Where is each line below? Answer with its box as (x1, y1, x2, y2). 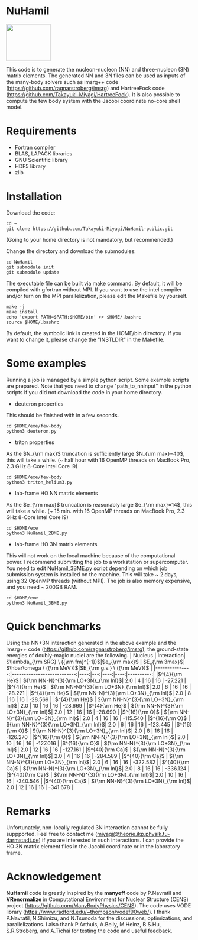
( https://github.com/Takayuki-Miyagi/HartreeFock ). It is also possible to (6, 90, 180, 98)
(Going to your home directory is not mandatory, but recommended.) (6, 236, 173, 243)
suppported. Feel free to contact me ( (6, 830, 98, 837)
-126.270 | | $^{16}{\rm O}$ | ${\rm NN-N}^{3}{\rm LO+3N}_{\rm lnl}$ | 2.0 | (6, 733, 189, 740)
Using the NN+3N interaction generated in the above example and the (6, 639, 176, 646)
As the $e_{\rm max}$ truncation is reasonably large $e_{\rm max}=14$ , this (6, 501, 193, 508)
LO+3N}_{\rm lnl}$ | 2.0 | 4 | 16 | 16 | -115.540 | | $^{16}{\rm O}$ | (34, 714, 190, 722)
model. (6, 103, 23, 111)
